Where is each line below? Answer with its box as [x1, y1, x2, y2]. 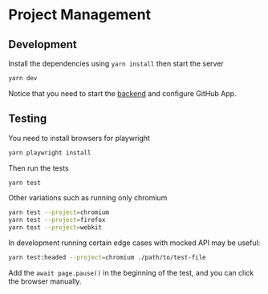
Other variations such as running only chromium [8, 193, 168, 203]
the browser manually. [8, 276, 82, 286]
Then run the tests [8, 163, 70, 173]
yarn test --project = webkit [8, 224, 103, 232]
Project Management [8, 6, 151, 24]
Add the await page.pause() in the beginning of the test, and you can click [8, 268, 254, 277]
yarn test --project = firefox [8, 216, 106, 224]
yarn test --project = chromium [8, 208, 110, 217]
